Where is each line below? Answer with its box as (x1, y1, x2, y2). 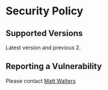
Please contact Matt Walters (5, 77, 76, 85)
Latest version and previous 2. (5, 44, 81, 51)
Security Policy (5, 4, 84, 18)
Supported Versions (5, 28, 83, 38)
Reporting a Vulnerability (5, 61, 102, 71)
